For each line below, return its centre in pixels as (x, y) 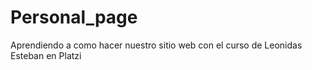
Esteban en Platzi (46, 55)
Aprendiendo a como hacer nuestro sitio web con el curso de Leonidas (156, 45)
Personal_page (74, 17)
